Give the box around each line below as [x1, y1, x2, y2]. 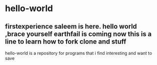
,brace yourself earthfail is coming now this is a [5, 30, 152, 38]
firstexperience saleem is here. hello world [5, 22, 137, 31]
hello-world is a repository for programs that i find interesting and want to [5, 50, 152, 56]
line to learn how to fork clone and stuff [5, 37, 126, 46]
